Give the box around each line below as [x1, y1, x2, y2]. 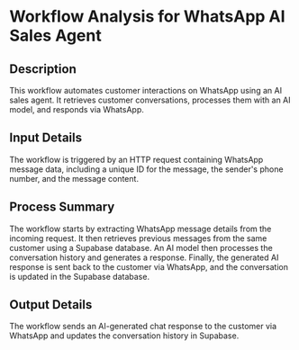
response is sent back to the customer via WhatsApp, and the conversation [9, 261, 289, 272]
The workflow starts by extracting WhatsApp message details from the [9, 223, 272, 234]
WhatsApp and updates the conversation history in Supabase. [9, 330, 240, 341]
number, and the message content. [9, 173, 140, 184]
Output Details [9, 297, 93, 312]
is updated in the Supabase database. [9, 271, 150, 282]
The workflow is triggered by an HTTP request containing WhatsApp [9, 154, 264, 165]
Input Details [9, 130, 83, 146]
